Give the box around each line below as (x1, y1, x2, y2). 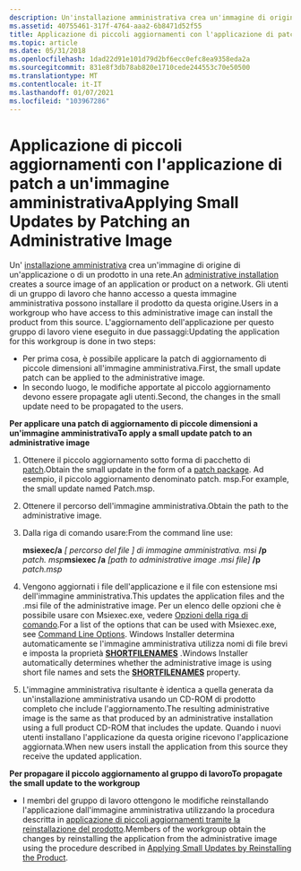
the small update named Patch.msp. (21, 483, 155, 494)
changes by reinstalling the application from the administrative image (21, 833, 278, 844)
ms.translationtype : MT (9, 72, 99, 81)
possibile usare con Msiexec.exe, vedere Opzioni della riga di (21, 610, 249, 621)
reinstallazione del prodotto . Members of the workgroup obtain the (21, 824, 266, 834)
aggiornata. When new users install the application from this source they (21, 741, 288, 753)
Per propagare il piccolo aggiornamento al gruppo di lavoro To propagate (9, 768, 283, 780)
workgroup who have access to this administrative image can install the (9, 307, 273, 318)
